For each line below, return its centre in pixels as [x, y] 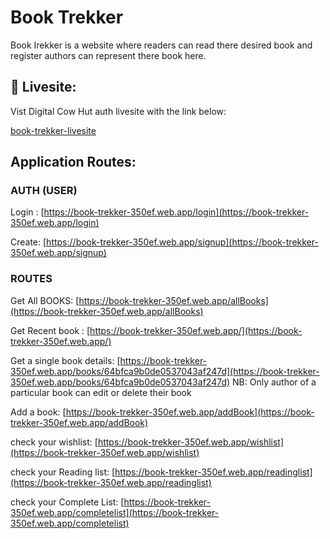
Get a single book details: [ [65, 360]
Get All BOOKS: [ [45, 300]
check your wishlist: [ [54, 442]
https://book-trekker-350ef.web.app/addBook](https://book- [190, 412]
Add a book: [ [38, 412]
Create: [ [28, 242]
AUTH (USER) [44, 191]
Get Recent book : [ [50, 330]
